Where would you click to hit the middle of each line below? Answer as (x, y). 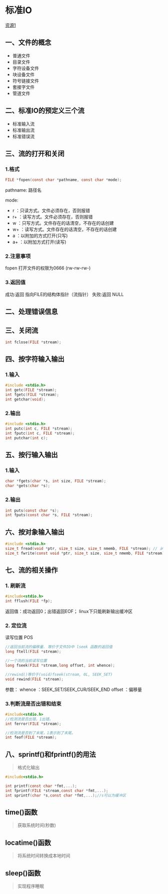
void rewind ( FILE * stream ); (34, 679)
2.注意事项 (18, 256)
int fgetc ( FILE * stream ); (32, 395)
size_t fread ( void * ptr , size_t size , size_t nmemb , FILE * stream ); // (81, 548)
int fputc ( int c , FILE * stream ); (40, 433)
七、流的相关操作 (31, 570)
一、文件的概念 (28, 42)
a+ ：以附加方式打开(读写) (39, 242)
